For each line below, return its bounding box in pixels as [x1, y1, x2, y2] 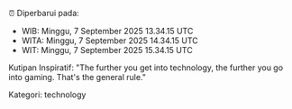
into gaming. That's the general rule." [8, 72, 146, 82]
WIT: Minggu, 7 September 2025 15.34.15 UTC [21, 45, 193, 55]
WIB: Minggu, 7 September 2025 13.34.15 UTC [21, 26, 194, 36]
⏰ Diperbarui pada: [8, 8, 80, 18]
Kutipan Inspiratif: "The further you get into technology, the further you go [8, 62, 284, 73]
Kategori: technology [8, 89, 87, 100]
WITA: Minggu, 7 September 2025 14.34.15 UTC [21, 35, 199, 46]
